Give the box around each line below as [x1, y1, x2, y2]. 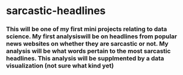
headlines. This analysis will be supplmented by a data [6, 54, 165, 63]
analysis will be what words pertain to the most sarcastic [6, 47, 171, 55]
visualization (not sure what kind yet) [6, 62, 114, 70]
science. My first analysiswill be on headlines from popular [6, 32, 177, 40]
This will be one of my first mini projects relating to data [6, 25, 168, 33]
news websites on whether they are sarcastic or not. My [6, 40, 168, 48]
